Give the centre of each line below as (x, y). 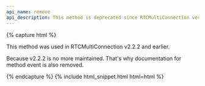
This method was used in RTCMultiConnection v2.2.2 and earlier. (88, 47)
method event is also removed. (45, 65)
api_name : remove (28, 12)
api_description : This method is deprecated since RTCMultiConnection (98, 18)
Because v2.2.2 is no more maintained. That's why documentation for (94, 58)
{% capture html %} (31, 35)
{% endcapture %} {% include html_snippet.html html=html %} (85, 76)
